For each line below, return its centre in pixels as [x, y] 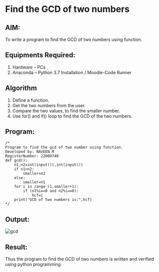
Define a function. [31, 100]
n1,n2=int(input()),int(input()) [49, 165]
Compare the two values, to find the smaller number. [66, 111]
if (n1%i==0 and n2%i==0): [51, 191]
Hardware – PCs [29, 67]
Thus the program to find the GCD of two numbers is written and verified [79, 259]
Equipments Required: [40, 55]
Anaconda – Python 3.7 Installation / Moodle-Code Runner [72, 72]
